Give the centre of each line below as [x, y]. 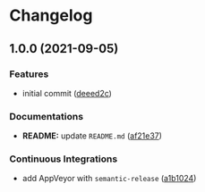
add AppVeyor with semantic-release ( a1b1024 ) [109, 179]
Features [29, 74]
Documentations [46, 116]
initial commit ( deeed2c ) [67, 93]
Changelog [51, 16]
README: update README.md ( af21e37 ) [92, 136]
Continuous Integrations [64, 159]
